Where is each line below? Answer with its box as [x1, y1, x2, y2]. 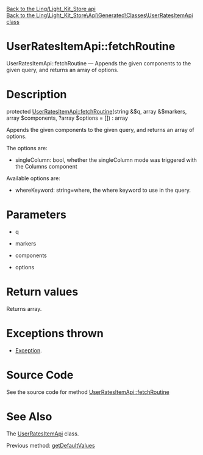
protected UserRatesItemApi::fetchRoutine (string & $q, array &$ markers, [6, 107, 187, 115]
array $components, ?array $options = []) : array [6, 114, 128, 122]
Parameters [6, 208, 67, 222]
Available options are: [6, 174, 61, 182]
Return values [6, 285, 79, 299]
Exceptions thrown [6, 326, 104, 340]
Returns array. [6, 305, 42, 312]
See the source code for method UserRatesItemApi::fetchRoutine [6, 388, 169, 396]
